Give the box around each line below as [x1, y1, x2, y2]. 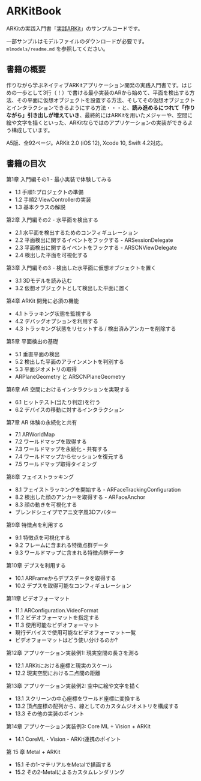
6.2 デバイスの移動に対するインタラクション [14, 406, 125, 413]
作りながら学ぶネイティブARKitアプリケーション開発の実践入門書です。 [6, 81, 182, 88]
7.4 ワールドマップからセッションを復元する [14, 453, 124, 460]
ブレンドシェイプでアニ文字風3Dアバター [14, 508, 117, 516]
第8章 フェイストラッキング [6, 473, 74, 480]
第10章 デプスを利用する [6, 561, 66, 568]
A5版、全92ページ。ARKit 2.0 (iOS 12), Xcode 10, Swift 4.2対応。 [6, 139, 166, 146]
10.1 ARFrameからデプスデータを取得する [14, 574, 116, 582]
